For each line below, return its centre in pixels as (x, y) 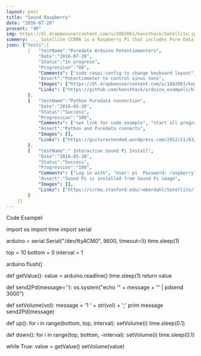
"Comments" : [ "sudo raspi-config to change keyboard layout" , (117, 73)
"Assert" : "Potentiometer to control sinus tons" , (101, 78)
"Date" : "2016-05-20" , (65, 156)
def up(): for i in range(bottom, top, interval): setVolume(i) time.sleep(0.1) (96, 323)
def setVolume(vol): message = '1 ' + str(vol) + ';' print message (85, 305)
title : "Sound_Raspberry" (38, 17)
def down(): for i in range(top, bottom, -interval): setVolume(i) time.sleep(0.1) (100, 335)
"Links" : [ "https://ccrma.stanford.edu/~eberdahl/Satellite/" (117, 190)
